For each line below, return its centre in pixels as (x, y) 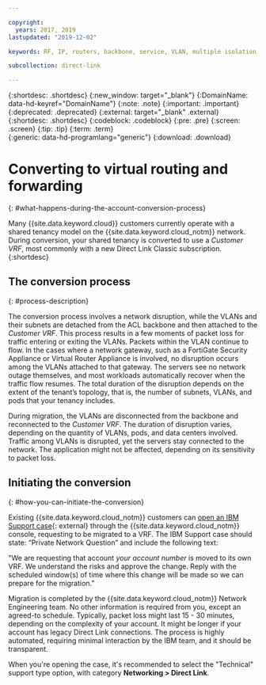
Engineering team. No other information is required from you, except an (125, 607)
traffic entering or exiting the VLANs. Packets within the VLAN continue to (129, 341)
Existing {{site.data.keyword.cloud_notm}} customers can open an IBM (123, 517)
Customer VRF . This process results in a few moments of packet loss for (126, 333)
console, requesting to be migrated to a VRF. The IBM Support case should (130, 534)
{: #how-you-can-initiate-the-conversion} (76, 502)
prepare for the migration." (51, 583)
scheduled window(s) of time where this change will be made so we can (126, 574)
